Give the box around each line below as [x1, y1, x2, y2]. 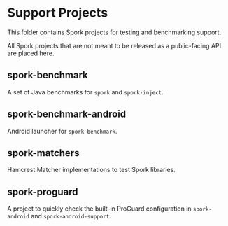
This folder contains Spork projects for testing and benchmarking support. [7, 28, 222, 36]
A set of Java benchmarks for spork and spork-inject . [7, 87, 164, 96]
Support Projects [7, 5, 108, 21]
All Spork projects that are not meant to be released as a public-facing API [7, 41, 222, 50]
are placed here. [7, 49, 55, 57]
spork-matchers [7, 147, 80, 159]
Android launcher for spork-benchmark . [7, 127, 117, 135]
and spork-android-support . [31, 212, 112, 220]
